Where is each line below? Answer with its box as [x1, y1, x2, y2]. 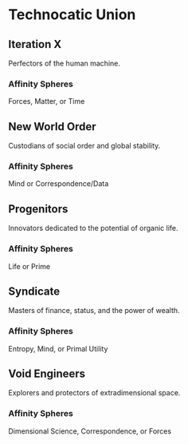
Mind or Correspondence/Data [8, 179, 109, 188]
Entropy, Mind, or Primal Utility [8, 343, 108, 353]
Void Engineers [8, 367, 86, 381]
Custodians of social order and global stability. [8, 141, 161, 151]
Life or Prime [8, 261, 50, 271]
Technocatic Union [8, 6, 136, 24]
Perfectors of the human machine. [8, 58, 121, 68]
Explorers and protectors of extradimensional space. [8, 388, 181, 398]
